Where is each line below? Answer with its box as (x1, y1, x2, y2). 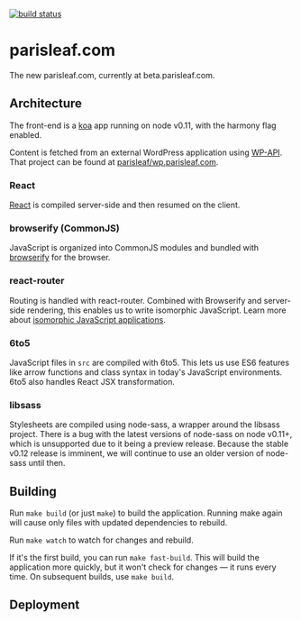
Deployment (9, 598, 80, 613)
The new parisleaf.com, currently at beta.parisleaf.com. (9, 69, 215, 80)
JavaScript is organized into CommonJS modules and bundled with (9, 242, 260, 253)
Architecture (9, 96, 83, 112)
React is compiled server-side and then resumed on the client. (9, 199, 241, 211)
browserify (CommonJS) (9, 222, 120, 234)
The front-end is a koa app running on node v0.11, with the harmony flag (9, 120, 277, 131)
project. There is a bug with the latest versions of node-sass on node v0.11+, (9, 429, 293, 440)
